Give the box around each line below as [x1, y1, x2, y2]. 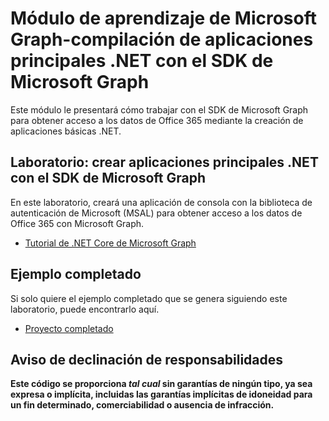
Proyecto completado [24, 322, 114, 334]
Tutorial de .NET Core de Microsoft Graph [24, 237, 197, 249]
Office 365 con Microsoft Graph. [10, 217, 145, 229]
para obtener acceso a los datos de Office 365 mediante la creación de [10, 114, 304, 126]
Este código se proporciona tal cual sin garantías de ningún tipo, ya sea [10, 378, 313, 390]
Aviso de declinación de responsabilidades [10, 351, 284, 368]
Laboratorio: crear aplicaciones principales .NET [10, 154, 319, 171]
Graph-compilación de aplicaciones [10, 28, 314, 51]
